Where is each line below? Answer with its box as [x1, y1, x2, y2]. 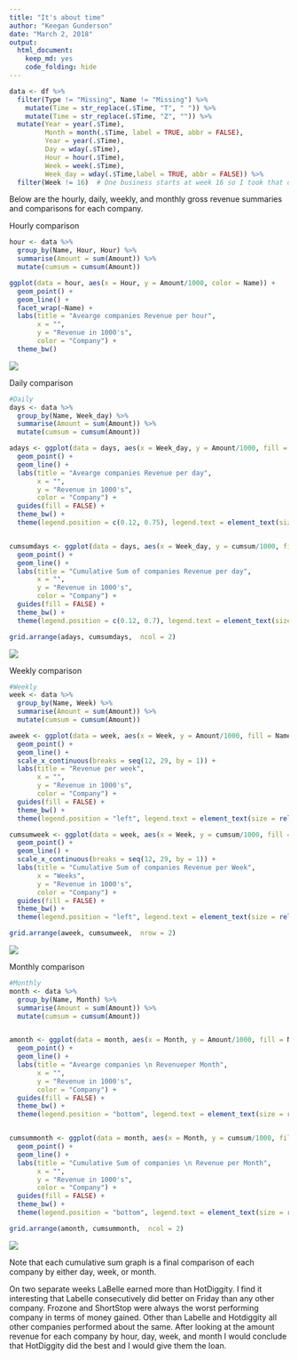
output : [9, 37, 38, 47]
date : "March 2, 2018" [9, 29, 93, 38]
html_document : [17, 46, 74, 55]
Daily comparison [9, 377, 74, 388]
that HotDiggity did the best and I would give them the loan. [9, 1340, 227, 1351]
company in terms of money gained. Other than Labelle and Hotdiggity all [9, 1312, 278, 1323]
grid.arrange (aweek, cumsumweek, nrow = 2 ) [9, 929, 176, 938]
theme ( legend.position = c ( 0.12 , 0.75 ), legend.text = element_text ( [17, 518, 279, 527]
